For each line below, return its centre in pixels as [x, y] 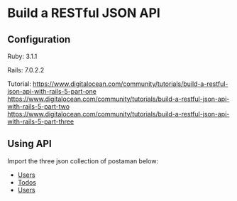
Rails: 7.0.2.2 [26, 70]
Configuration [39, 39]
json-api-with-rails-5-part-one [52, 91]
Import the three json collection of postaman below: [83, 161]
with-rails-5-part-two [38, 107]
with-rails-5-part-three [41, 121]
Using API [29, 144]
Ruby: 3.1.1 [22, 56]
